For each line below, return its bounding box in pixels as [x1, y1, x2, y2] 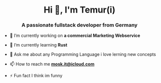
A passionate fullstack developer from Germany [21, 22, 138, 29]
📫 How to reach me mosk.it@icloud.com [9, 61, 95, 67]
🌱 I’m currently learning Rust [9, 42, 67, 48]
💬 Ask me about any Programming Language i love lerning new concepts [9, 51, 156, 57]
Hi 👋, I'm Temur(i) [43, 4, 116, 16]
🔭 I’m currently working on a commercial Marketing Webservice [9, 33, 141, 38]
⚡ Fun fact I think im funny [9, 73, 62, 79]
